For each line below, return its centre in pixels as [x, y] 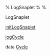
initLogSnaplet [20, 27]
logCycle [15, 37]
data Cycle [17, 47]
